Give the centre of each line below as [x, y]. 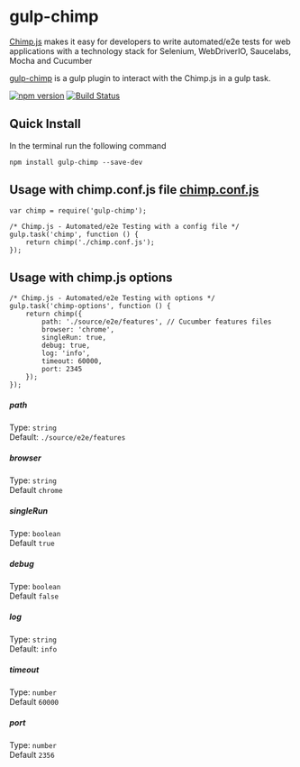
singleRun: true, [74, 338]
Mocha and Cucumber [51, 60]
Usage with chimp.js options [91, 277]
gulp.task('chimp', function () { [74, 234]
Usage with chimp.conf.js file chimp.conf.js [134, 190]
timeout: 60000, [72, 361]
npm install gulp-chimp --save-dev [76, 162]
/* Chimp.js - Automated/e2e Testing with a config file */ [125, 226]
